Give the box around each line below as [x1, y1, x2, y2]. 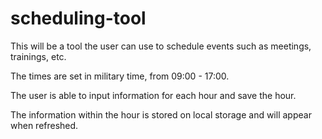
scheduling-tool [10, 7, 147, 30]
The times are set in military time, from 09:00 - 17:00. [10, 70, 230, 82]
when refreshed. [10, 119, 79, 131]
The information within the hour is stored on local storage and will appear [10, 108, 312, 121]
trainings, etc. [10, 50, 67, 62]
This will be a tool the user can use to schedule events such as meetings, [10, 40, 312, 52]
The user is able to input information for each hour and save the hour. [10, 89, 297, 101]
